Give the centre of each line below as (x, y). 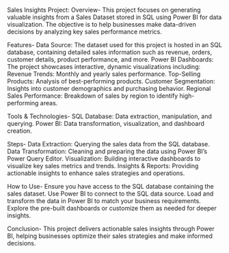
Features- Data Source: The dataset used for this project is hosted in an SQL (114, 45)
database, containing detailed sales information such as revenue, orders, (110, 52)
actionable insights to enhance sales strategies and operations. (96, 173)
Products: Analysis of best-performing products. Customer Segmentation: (111, 81)
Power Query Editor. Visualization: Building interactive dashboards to (104, 159)
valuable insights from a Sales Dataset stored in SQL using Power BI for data (114, 17)
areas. (49, 103)
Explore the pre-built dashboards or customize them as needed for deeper (112, 208)
